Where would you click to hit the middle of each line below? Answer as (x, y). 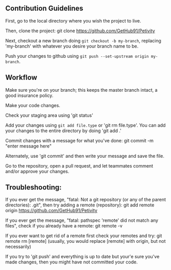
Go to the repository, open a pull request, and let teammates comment (79, 165)
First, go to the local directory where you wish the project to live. (73, 20)
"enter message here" (29, 146)
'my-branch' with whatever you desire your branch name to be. (72, 46)
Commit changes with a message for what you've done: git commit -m (79, 140)
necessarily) (18, 247)
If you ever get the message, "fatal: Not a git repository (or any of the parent (86, 200)
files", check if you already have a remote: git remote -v (64, 226)
